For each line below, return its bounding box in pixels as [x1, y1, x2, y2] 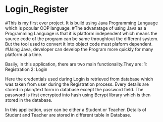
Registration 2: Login [5, 66, 48, 72]
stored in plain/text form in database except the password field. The [5, 86, 144, 92]
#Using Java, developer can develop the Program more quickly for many [5, 46, 154, 52]
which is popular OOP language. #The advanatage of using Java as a [5, 25, 147, 31]
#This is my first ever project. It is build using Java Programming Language [5, 20, 158, 26]
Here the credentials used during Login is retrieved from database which [5, 76, 154, 82]
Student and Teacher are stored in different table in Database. [5, 112, 131, 118]
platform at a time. [5, 51, 43, 58]
